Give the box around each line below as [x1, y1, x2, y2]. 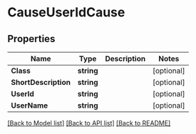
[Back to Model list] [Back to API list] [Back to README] [7, 119, 171, 127]
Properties [7, 33, 56, 45]
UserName [11, 100, 48, 110]
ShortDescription [11, 78, 71, 87]
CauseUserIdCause [7, 4, 125, 21]
